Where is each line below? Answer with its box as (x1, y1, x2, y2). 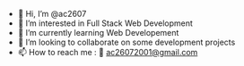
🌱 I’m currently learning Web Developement (17, 28, 179, 37)
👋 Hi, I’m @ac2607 (17, 9, 87, 19)
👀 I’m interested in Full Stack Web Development (17, 18, 193, 29)
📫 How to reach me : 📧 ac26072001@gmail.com (17, 47, 198, 57)
